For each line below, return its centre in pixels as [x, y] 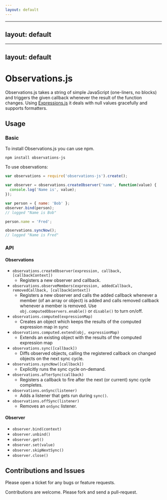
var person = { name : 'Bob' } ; [38, 203]
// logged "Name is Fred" [32, 235]
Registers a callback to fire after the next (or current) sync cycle [85, 380]
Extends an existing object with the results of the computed [81, 337]
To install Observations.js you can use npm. [50, 149]
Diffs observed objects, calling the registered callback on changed [88, 353]
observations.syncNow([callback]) [48, 364]
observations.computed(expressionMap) [52, 317]
